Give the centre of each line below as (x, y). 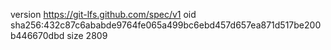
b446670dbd (37, 35)
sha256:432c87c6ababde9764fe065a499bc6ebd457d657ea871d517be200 (166, 25)
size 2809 (87, 35)
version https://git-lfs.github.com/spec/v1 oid (103, 14)
